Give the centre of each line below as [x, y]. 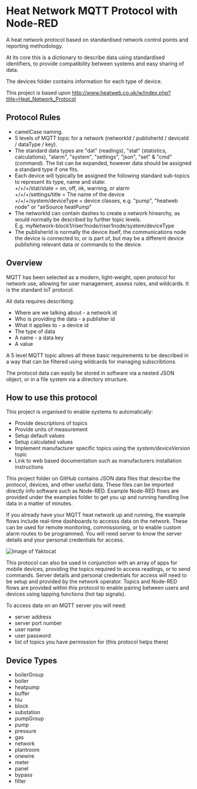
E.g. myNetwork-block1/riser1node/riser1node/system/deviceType [94, 226]
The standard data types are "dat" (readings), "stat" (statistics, [91, 150]
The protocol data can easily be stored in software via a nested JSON [90, 373]
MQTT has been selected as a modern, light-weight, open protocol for [91, 277]
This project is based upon [38, 93]
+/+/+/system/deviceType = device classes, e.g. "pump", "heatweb [96, 200]
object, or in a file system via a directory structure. [67, 379]
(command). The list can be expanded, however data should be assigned [103, 163]
